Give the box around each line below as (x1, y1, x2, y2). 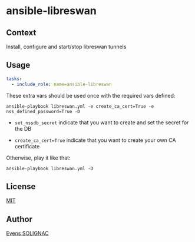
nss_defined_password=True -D (6, 108, 81, 114)
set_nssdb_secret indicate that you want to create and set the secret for (14, 119, 189, 126)
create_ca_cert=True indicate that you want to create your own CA (14, 137, 176, 144)
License (6, 181, 36, 191)
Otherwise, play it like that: (6, 154, 71, 161)
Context (6, 28, 37, 38)
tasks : (6, 75, 22, 82)
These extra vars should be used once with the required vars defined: (6, 92, 176, 99)
